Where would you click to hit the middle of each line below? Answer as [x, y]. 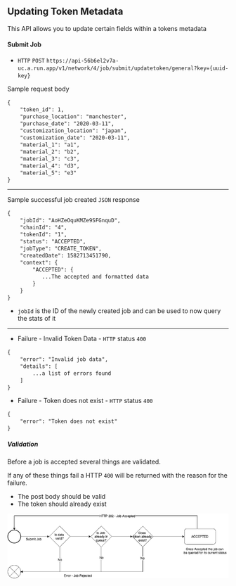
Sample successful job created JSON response [74, 200]
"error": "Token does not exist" [69, 421]
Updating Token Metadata [65, 12]
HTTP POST [31, 61]
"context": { [39, 263]
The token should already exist [62, 504]
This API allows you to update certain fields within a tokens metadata [107, 28]
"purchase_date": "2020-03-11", [67, 124]
